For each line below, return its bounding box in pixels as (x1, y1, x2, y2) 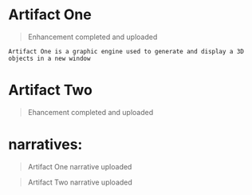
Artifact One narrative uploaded (27, 161, 132, 171)
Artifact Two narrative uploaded (27, 177, 133, 187)
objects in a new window (8, 54, 91, 62)
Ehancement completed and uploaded (27, 107, 154, 117)
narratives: (8, 136, 83, 153)
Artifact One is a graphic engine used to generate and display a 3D (8, 47, 245, 55)
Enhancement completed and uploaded (27, 32, 158, 42)
